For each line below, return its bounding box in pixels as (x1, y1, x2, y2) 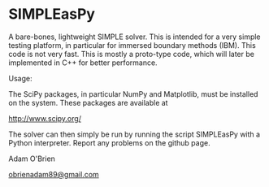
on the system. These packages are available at (8, 98, 168, 107)
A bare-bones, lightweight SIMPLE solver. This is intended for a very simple (8, 32, 262, 41)
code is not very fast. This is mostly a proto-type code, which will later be (8, 49, 254, 59)
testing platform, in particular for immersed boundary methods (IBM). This (8, 40, 256, 50)
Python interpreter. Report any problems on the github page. (8, 137, 210, 147)
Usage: (8, 73, 33, 83)
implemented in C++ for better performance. (8, 58, 158, 67)
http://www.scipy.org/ (8, 113, 81, 123)
